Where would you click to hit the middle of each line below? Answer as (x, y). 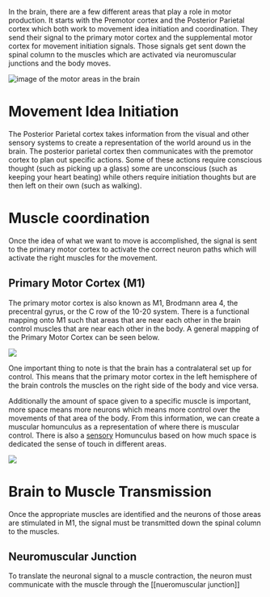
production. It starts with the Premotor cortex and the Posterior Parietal (127, 20)
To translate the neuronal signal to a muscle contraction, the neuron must (130, 576)
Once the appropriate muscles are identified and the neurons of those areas (135, 514)
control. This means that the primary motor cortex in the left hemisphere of (133, 376)
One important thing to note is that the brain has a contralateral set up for (130, 368)
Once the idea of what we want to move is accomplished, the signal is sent (133, 240)
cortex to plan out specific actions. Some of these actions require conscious (135, 159)
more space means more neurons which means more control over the (124, 409)
